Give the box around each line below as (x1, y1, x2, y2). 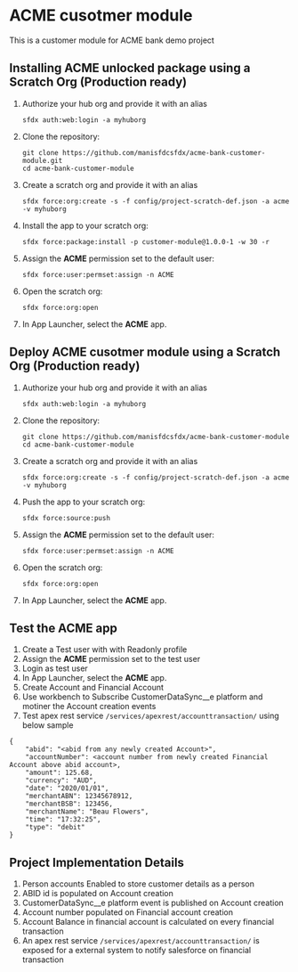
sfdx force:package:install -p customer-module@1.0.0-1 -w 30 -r (21, 237, 270, 246)
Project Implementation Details (9, 854, 185, 870)
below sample (21, 720, 74, 731)
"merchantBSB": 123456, (25, 799, 114, 809)
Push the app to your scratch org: (21, 496, 146, 507)
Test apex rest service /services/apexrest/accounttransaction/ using (21, 710, 280, 722)
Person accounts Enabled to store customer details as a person (21, 878, 255, 889)
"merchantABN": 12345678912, (25, 792, 133, 801)
